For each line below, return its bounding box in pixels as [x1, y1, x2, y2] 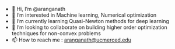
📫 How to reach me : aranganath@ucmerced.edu [11, 36, 132, 43]
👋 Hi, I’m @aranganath [11, 6, 66, 12]
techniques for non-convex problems [11, 30, 101, 37]
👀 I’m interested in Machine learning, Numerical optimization [11, 12, 157, 18]
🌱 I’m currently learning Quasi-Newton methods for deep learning [11, 18, 169, 24]
